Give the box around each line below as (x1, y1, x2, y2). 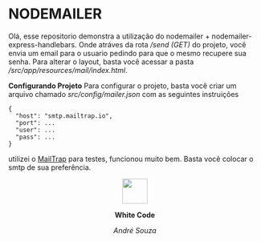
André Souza (113, 225, 157, 235)
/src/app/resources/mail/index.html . (8, 65, 128, 75)
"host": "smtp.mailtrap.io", (15, 111, 113, 120)
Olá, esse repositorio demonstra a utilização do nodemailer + (8, 31, 210, 41)
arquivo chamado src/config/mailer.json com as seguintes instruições (8, 89, 239, 99)
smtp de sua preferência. (8, 162, 92, 172)
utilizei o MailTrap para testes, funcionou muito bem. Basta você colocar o (8, 154, 254, 163)
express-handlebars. (8, 39, 78, 49)
